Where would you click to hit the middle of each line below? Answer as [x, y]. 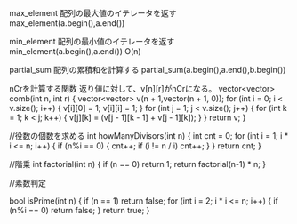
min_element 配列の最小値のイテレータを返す [92, 41]
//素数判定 [28, 183]
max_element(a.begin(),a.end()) [67, 23]
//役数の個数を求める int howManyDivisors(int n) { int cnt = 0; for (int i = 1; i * [149, 136]
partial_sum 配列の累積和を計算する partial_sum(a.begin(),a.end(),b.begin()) [148, 70]
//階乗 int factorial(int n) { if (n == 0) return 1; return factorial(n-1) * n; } [138, 164]
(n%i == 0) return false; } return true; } [80, 210]
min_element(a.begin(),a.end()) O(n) [75, 51]
